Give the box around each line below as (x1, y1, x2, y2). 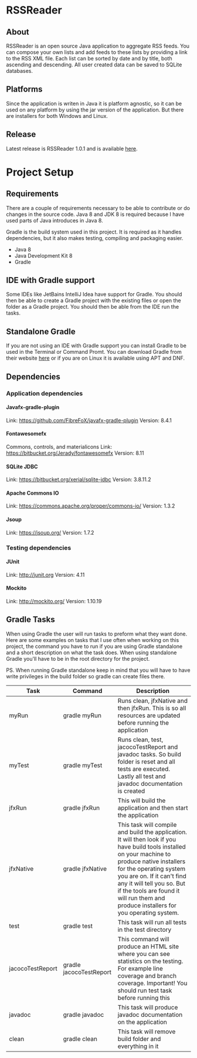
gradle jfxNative (63, 864, 107, 873)
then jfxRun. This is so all (117, 704, 186, 712)
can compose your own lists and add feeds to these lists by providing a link (6, 49, 188, 56)
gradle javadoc (63, 1010, 104, 1019)
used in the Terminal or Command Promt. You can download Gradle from (6, 349, 182, 356)
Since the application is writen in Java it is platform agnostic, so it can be (6, 100, 182, 107)
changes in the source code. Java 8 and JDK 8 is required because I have (6, 211, 185, 218)
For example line (117, 964, 163, 972)
